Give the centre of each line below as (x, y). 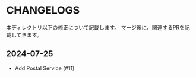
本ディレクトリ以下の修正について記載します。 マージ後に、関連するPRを (96, 27)
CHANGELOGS (43, 10)
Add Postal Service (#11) (45, 68)
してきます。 (26, 35)
